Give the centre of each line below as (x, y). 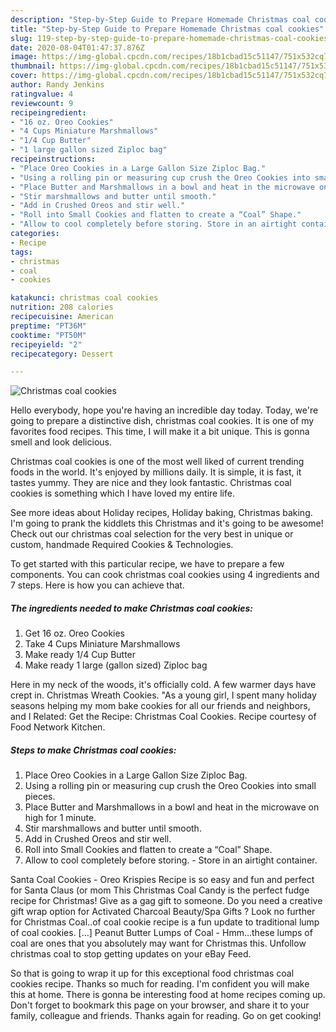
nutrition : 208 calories (62, 307)
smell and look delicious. (61, 442)
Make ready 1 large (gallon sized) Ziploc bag (116, 665)
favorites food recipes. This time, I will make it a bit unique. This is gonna (160, 432)
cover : (24, 76)
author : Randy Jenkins (57, 85)
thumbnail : (33, 66)
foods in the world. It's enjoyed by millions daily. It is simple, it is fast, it (156, 472)
